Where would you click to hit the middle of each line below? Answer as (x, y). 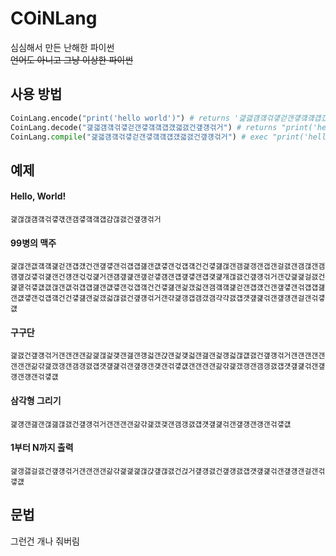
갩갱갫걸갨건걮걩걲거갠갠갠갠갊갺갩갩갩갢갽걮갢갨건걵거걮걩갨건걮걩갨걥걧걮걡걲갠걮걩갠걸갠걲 (168, 471)
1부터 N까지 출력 (42, 448)
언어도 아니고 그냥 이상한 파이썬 (72, 59)
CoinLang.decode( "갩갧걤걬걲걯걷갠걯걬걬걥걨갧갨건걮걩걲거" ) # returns (144, 127)
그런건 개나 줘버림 (45, 541)
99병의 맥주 (33, 243)
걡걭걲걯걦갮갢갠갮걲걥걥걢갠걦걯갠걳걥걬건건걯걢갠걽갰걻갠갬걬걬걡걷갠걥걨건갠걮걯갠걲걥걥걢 (168, 288)
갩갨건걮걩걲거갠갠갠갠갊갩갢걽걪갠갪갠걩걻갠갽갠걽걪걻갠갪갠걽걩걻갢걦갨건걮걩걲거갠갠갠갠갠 (168, 356)
